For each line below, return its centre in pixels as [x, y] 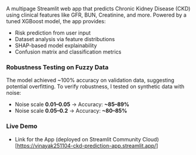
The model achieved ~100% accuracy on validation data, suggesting [90, 80]
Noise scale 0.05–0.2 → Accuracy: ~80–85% [71, 111]
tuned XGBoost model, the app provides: [56, 21]
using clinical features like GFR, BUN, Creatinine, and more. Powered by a [96, 15]
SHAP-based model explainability [56, 45]
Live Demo [22, 126]
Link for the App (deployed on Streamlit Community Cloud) [87, 139]
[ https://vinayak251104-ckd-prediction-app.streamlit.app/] [86, 145]
